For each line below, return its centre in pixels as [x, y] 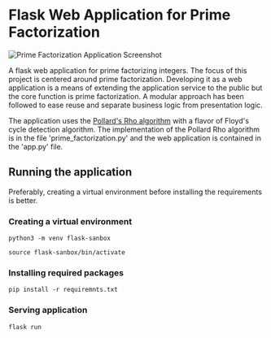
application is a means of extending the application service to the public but [135, 88]
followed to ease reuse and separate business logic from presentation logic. [135, 105]
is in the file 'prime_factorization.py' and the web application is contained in [135, 138]
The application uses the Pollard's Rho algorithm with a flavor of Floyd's [129, 120]
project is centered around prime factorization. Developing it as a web [125, 79]
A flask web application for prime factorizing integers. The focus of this [128, 70]
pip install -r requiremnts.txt [63, 290]
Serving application [48, 310]
